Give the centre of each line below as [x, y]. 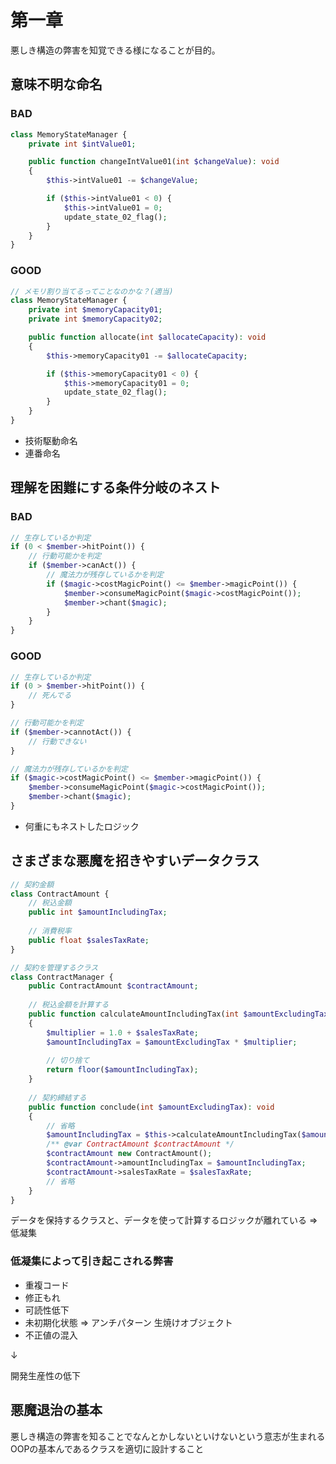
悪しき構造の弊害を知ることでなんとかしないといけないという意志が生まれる [168, 1436]
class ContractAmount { [60, 894]
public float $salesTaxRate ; [89, 940]
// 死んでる [50, 696]
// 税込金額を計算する [69, 1005]
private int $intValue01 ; [82, 144]
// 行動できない [57, 741]
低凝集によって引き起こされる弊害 [92, 1261]
